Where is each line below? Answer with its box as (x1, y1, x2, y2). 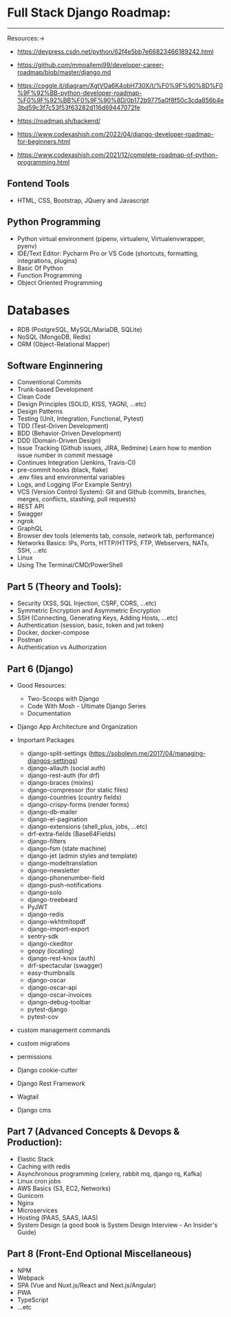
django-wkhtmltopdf (27, 917, 86, 925)
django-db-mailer (27, 808, 78, 816)
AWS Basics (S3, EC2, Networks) (16, 1184, 111, 1192)
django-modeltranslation (27, 858, 98, 867)
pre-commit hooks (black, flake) (16, 466, 109, 474)
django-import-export (27, 925, 89, 933)
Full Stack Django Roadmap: (7, 5, 171, 21)
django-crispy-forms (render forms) (27, 800, 129, 808)
